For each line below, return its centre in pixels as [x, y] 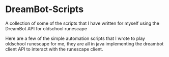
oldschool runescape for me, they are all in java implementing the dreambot [84, 43]
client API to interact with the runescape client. [54, 49]
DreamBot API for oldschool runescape [46, 28]
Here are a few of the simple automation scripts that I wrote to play [75, 38]
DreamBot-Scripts [45, 9]
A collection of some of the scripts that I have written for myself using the [82, 23]
